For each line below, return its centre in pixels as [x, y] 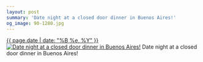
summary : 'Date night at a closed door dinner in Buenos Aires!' [91, 18]
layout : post [23, 12]
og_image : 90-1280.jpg [35, 23]
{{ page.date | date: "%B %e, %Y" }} [53, 41]
